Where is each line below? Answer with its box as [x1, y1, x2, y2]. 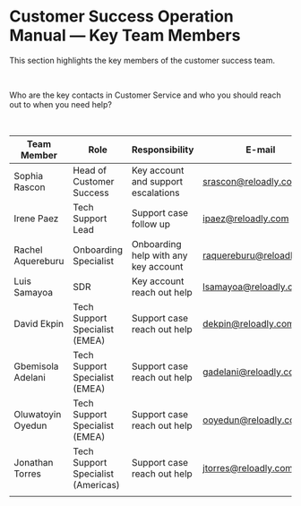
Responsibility [131, 143, 194, 156]
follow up [131, 218, 171, 230]
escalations [131, 186, 180, 199]
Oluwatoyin [13, 407, 62, 420]
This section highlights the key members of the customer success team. [9, 55, 276, 65]
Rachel [13, 244, 43, 256]
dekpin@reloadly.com [202, 317, 296, 330]
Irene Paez [13, 212, 59, 225]
